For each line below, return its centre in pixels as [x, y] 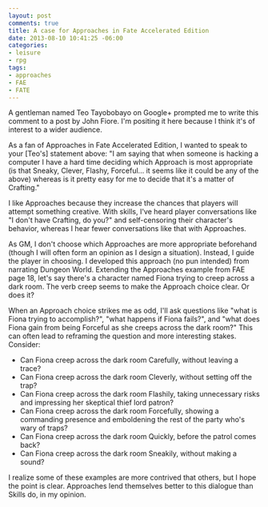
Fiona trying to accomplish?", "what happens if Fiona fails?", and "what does [134, 319]
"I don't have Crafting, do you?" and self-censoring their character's [121, 220]
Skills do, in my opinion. [47, 495]
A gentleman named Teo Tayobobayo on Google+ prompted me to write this [134, 113]
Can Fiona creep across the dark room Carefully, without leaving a [129, 360]
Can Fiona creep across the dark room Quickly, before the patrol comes [138, 437]
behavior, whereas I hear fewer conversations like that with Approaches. [127, 229]
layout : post [30, 16]
